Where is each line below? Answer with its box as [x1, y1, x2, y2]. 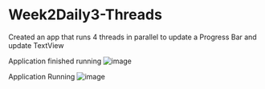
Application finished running [8, 56, 102, 66]
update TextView [8, 40, 64, 50]
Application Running [8, 71, 75, 81]
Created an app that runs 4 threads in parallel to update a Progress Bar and [8, 32, 257, 42]
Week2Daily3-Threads [8, 6, 163, 24]
